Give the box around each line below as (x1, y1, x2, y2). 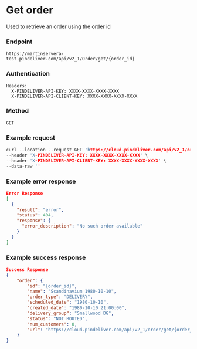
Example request (6, 133, 56, 141)
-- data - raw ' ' (6, 163, 41, 169)
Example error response (6, 177, 76, 185)
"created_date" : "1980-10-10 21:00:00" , (27, 305, 127, 311)
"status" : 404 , (16, 212, 54, 218)
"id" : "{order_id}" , (27, 283, 77, 289)
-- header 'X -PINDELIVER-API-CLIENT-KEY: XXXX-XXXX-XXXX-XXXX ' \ (6, 158, 167, 164)
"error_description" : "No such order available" (21, 223, 143, 229)
